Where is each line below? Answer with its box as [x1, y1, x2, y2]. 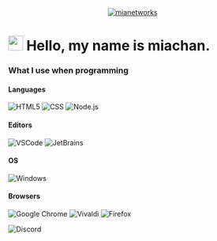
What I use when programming [8, 65, 129, 76]
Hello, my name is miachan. [26, 37, 211, 55]
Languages [8, 85, 46, 94]
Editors [8, 120, 33, 130]
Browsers [8, 191, 41, 201]
